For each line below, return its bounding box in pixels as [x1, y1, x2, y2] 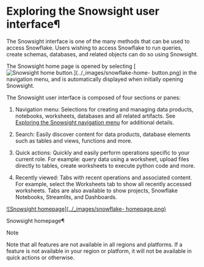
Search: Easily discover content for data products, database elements [15, 130, 191, 138]
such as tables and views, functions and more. [15, 137, 133, 145]
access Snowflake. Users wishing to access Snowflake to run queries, [6, 44, 183, 51]
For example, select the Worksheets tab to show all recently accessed [15, 180, 192, 187]
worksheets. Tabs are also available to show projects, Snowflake [15, 187, 178, 194]
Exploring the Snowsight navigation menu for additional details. [15, 118, 174, 126]
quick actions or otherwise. [6, 254, 75, 261]
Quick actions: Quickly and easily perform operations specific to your [15, 149, 190, 156]
